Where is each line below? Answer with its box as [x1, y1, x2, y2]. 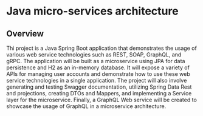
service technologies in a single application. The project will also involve [6, 77, 187, 84]
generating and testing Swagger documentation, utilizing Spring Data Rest [6, 83, 192, 90]
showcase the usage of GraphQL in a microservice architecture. [6, 103, 167, 110]
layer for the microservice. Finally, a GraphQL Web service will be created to [6, 96, 198, 103]
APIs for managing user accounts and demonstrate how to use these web [6, 70, 190, 77]
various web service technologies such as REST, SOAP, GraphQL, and [6, 51, 182, 58]
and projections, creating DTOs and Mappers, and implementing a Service [6, 90, 192, 97]
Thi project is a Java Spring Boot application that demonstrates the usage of [6, 44, 198, 52]
